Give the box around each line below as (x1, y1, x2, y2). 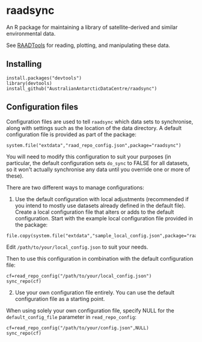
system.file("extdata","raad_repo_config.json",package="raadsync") (6, 142, 182, 148)
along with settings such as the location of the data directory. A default (6, 124, 182, 131)
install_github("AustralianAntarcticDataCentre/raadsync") (6, 85, 158, 92)
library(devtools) (6, 80, 52, 86)
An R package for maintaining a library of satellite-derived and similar (6, 23, 178, 31)
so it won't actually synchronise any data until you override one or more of (6, 166, 191, 173)
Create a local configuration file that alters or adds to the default (14, 208, 174, 216)
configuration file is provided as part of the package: (6, 131, 136, 138)
